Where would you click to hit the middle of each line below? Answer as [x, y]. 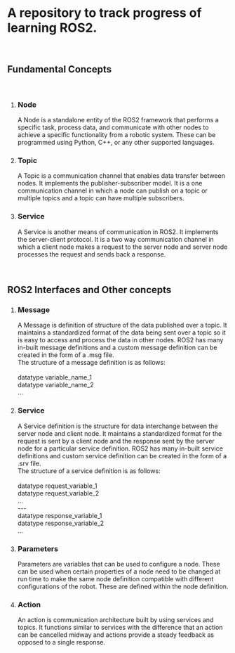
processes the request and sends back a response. [92, 254]
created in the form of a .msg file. [66, 355]
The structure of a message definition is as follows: [92, 363]
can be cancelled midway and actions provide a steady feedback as [116, 635]
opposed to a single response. [61, 642]
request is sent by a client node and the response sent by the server [116, 441]
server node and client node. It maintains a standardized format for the [120, 433]
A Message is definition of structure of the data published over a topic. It [122, 325]
